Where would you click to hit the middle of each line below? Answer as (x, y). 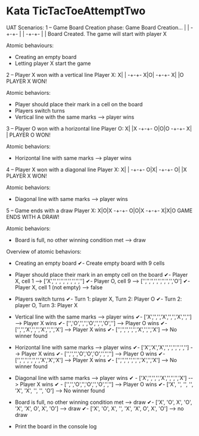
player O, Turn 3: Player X (46, 305)
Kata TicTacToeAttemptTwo (76, 11)
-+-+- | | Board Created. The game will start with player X (96, 33)
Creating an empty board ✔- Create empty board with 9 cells (90, 263)
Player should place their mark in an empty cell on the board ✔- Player (101, 274)
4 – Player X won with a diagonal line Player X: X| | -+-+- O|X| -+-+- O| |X (97, 169)
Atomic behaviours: (30, 45)
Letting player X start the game (53, 63)
